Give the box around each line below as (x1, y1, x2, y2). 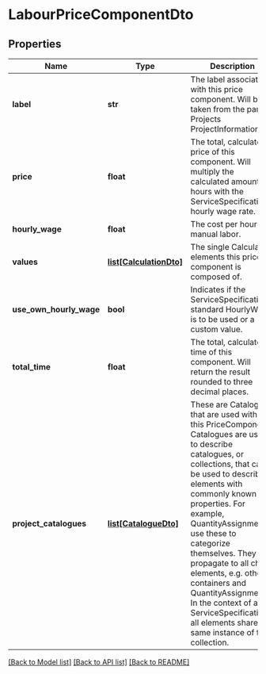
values (12, 256, 38, 267)
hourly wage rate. (190, 206, 256, 216)
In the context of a (190, 597, 259, 608)
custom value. (190, 324, 243, 335)
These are (190, 399, 228, 410)
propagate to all (190, 557, 249, 569)
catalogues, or (190, 449, 244, 459)
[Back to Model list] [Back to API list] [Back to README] (8, 657, 190, 667)
